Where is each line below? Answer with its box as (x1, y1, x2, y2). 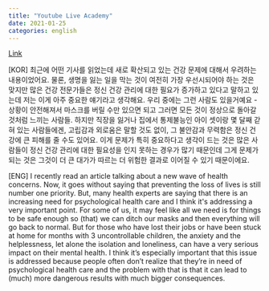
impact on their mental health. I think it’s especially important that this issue (8, 248, 258, 257)
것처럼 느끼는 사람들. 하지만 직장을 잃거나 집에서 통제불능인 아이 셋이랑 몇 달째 (8, 115, 253, 125)
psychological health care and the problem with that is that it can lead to (8, 265, 247, 275)
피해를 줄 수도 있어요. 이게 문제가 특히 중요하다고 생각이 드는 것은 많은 (31, 135, 251, 145)
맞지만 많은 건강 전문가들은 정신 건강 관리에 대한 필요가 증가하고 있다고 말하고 (8, 85, 251, 95)
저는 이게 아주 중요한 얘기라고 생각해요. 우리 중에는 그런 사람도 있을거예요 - (22, 95, 258, 105)
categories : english (8, 26, 78, 34)
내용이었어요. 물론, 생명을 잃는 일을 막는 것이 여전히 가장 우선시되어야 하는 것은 (8, 75, 255, 85)
